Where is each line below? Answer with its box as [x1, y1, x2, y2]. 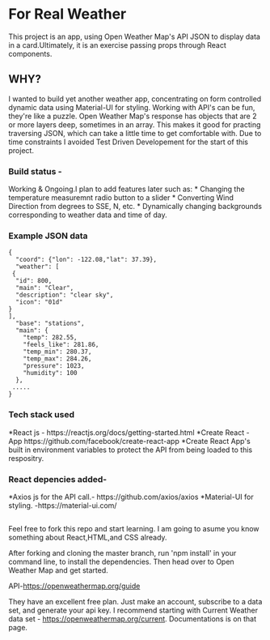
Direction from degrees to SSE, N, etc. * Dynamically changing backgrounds [8, 202, 263, 211]
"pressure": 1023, [23, 362, 85, 370]
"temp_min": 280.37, [23, 348, 92, 356]
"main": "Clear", [15, 284, 74, 292]
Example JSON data [8, 230, 88, 241]
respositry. [8, 453, 44, 463]
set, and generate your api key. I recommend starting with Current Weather [8, 605, 259, 616]
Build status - [8, 165, 62, 177]
